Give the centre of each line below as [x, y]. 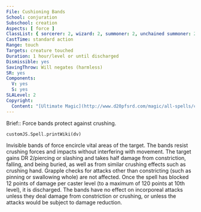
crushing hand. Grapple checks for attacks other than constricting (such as [99, 170]
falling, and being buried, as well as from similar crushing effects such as [96, 164]
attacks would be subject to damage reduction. [64, 202]
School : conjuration [32, 17]
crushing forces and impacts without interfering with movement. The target [99, 151]
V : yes [20, 84]
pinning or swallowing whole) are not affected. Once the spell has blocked [98, 177]
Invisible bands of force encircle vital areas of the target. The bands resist [97, 145]
